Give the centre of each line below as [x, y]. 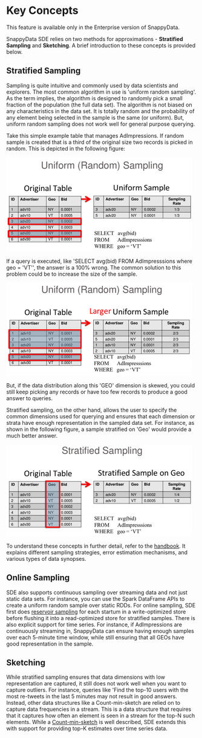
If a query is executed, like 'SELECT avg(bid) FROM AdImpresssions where [99, 261]
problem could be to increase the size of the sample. [72, 274]
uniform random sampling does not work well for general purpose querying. [101, 124]
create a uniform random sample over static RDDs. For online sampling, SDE [101, 605]
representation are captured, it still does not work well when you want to [96, 684]
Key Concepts [42, 11]
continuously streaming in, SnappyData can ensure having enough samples [100, 631]
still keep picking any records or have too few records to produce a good [97, 392]
